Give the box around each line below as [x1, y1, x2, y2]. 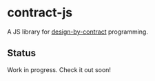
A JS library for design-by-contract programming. [7, 27, 148, 36]
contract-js [7, 5, 73, 21]
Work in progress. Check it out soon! [7, 65, 112, 73]
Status [7, 47, 37, 59]
